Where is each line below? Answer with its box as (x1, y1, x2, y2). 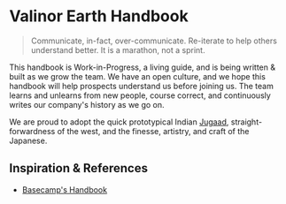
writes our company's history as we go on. (9, 99, 166, 110)
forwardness (9, 125, 56, 136)
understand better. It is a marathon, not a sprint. (30, 44, 205, 55)
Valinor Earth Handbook (9, 6, 189, 26)
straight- (230, 117, 263, 127)
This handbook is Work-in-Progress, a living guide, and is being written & (9, 62, 276, 72)
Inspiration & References (9, 161, 149, 176)
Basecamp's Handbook (21, 184, 108, 195)
